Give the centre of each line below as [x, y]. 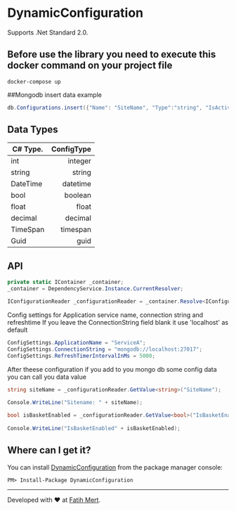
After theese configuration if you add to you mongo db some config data [112, 369]
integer [79, 161]
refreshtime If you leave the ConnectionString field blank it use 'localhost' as [118, 322]
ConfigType [71, 149]
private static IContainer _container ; [66, 283]
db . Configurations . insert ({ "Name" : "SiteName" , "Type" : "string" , [105, 108]
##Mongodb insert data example [54, 95]
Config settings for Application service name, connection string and [105, 315]
